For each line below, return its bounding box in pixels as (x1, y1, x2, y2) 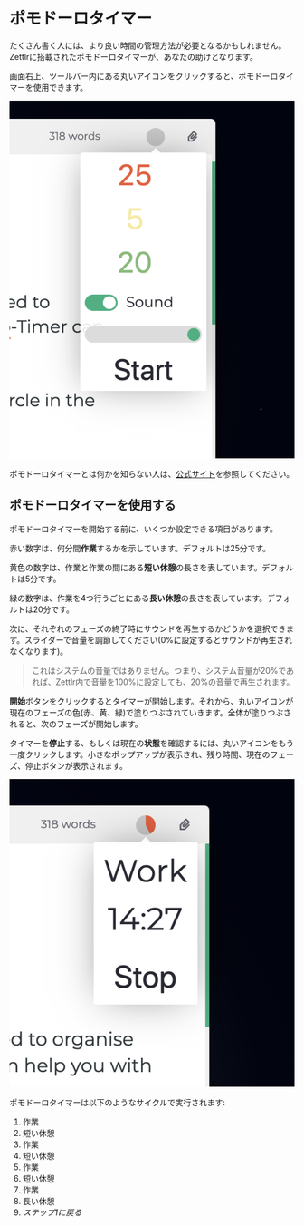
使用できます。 (33, 82, 89, 92)
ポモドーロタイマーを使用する (9, 498, 176, 513)
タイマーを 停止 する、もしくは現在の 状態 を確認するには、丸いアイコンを (9, 737, 279, 748)
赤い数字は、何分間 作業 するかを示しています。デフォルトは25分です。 (9, 542, 271, 553)
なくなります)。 (9, 646, 69, 657)
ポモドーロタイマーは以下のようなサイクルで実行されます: (9, 1097, 226, 1108)
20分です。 (33, 604, 74, 615)
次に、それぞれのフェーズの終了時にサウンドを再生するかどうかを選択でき (9, 623, 287, 634)
